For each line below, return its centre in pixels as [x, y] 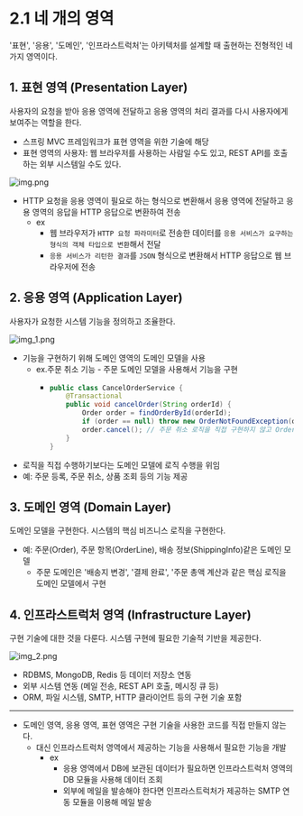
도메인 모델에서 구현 [71, 583]
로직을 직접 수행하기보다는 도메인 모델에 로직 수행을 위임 [121, 464]
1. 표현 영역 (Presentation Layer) [99, 88]
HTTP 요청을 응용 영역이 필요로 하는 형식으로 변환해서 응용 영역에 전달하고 [153, 200]
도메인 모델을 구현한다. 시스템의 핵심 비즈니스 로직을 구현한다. [118, 531]
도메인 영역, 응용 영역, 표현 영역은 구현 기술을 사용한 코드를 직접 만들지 [146, 725]
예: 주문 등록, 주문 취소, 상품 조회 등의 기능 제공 [105, 476]
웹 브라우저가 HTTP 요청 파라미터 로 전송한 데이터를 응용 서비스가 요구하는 [171, 233]
